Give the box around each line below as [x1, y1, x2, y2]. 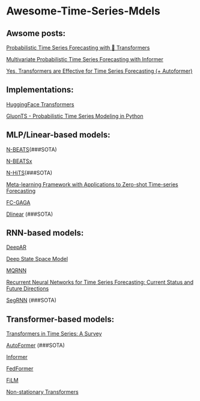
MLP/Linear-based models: [6, 130, 111, 140]
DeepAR [6, 243, 27, 251]
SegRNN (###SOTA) [6, 296, 57, 304]
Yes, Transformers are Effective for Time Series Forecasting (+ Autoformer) [6, 67, 193, 75]
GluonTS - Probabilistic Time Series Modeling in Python [6, 112, 144, 120]
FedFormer [6, 365, 34, 372]
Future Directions [6, 285, 49, 292]
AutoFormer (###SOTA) [6, 341, 65, 349]
